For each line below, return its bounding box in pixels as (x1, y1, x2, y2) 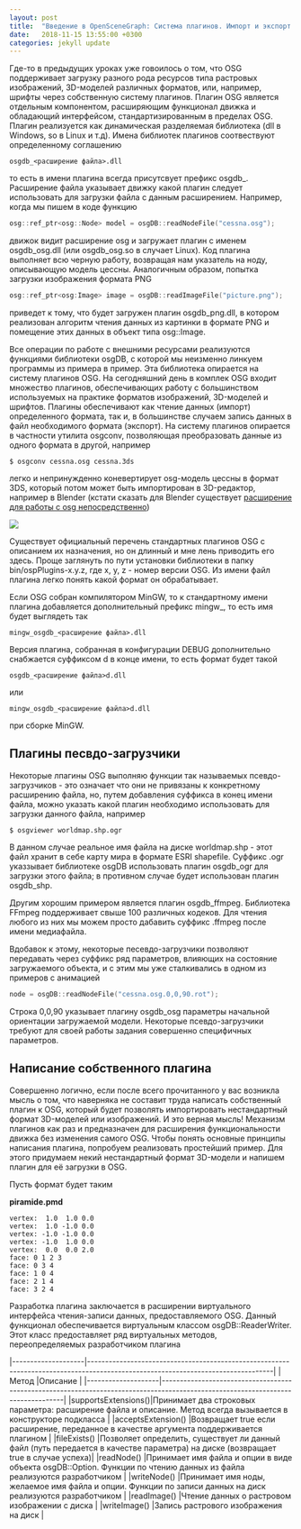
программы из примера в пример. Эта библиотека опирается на (9, 363, 259, 374)
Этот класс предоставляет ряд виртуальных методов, (9, 1329, 217, 1340)
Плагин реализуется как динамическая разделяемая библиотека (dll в (9, 121, 281, 132)
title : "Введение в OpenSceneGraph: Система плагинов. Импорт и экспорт (9, 22, 292, 31)
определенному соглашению (9, 140, 122, 150)
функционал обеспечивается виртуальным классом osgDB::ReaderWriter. (9, 1319, 292, 1330)
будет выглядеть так (9, 611, 88, 622)
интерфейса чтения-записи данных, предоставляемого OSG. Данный (9, 1310, 277, 1321)
